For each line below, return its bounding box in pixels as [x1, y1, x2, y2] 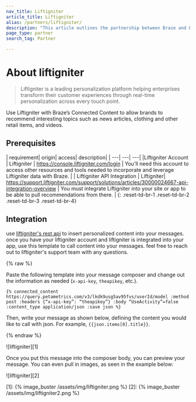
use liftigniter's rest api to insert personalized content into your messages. [6, 230, 184, 237]
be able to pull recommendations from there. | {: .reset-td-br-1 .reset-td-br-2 [6, 191, 190, 198]
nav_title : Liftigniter [6, 8, 64, 15]
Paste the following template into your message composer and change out [6, 271, 185, 278]
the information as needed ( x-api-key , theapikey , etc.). [6, 277, 138, 284]
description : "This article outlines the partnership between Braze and [6, 25, 187, 31]
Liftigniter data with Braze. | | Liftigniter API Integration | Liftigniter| [6, 172, 166, 179]
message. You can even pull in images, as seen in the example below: [6, 361, 174, 368]
